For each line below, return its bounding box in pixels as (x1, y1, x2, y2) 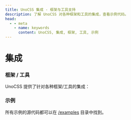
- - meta (9, 21, 28, 26)
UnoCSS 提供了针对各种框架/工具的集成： (5, 84, 90, 90)
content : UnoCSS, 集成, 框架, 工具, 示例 (18, 30, 98, 35)
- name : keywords (14, 26, 50, 30)
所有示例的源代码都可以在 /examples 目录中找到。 (5, 109, 107, 115)
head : (5, 16, 16, 21)
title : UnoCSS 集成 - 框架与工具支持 (5, 7, 76, 12)
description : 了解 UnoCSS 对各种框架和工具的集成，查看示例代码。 (5, 12, 129, 17)
